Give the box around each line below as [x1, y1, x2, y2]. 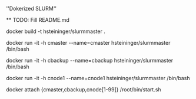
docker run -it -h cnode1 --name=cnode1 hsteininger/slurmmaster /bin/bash [6, 75, 190, 81]
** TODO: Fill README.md [6, 16, 69, 23]
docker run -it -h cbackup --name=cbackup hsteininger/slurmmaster [6, 57, 174, 64]
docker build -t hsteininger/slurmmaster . [6, 28, 106, 35]
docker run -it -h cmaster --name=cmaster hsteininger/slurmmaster [6, 39, 171, 46]
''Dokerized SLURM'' [6, 5, 57, 12]
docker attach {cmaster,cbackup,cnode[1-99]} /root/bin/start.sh [6, 86, 161, 93]
